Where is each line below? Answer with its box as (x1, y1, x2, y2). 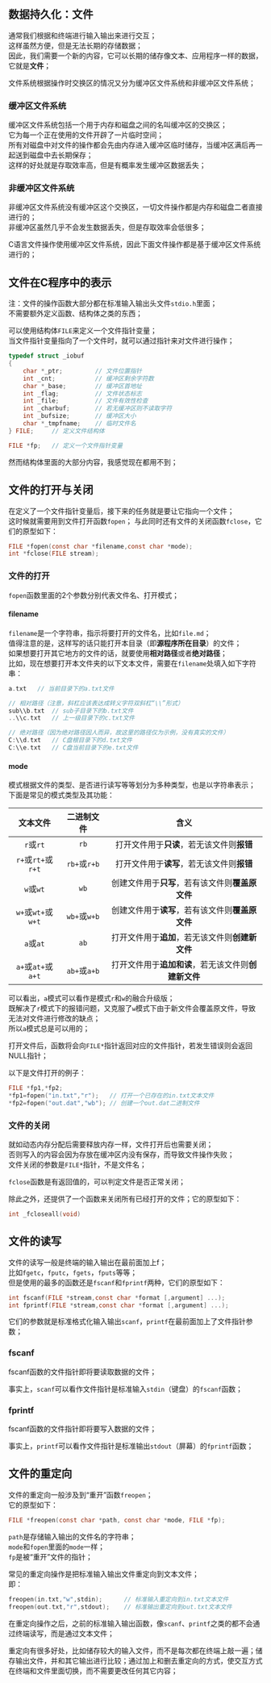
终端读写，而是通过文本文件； (15, 1628, 115, 1638)
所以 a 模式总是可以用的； (8, 1024, 90, 1034)
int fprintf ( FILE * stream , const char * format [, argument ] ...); (8, 1301, 229, 1309)
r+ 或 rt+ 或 (15, 854, 54, 866)
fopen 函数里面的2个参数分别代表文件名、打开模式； (8, 590, 180, 599)
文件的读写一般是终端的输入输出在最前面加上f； (8, 1257, 167, 1267)
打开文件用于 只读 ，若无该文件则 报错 (115, 839, 253, 850)
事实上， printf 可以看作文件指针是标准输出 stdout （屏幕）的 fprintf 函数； (8, 1441, 254, 1451)
